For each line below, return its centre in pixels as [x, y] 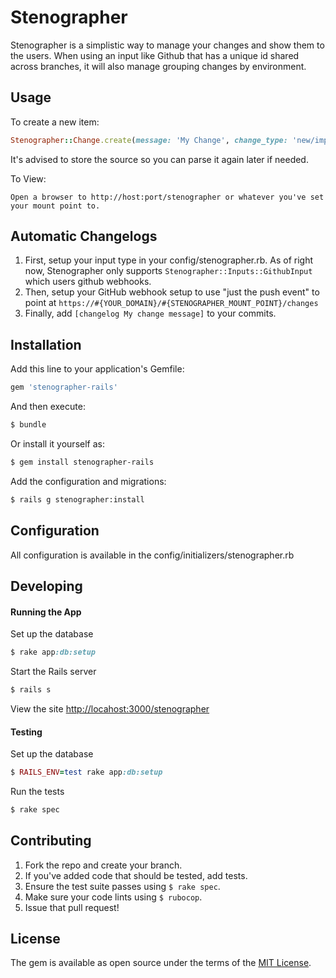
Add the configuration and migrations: [88, 481]
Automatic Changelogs [84, 236]
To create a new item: [55, 122]
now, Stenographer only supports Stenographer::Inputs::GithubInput [168, 271]
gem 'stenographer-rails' [64, 387]
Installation [46, 344]
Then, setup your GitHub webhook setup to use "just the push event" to [172, 292]
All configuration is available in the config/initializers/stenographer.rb [152, 555]
